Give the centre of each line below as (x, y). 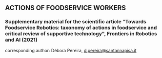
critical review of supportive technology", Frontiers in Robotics (81, 34)
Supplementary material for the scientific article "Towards (76, 22)
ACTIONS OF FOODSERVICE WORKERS (65, 8)
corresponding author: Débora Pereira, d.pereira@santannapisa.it (71, 50)
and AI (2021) (21, 40)
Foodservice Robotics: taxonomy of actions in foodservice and (81, 28)
